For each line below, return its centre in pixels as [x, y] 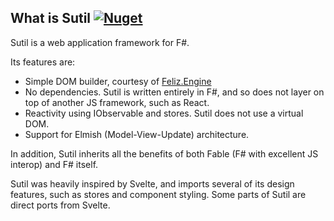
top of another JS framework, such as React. [117, 102]
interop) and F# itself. [54, 164]
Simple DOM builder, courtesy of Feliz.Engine [118, 81]
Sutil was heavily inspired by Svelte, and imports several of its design [152, 183]
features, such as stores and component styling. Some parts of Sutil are [158, 194]
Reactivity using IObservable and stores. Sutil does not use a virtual [164, 113]
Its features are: [43, 62]
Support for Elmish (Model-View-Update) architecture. [137, 134]
